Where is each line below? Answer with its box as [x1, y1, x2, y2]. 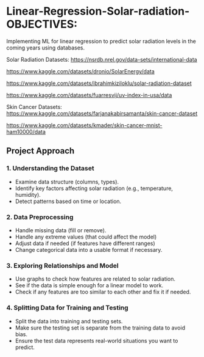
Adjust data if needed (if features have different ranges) [15, 240, 155, 247]
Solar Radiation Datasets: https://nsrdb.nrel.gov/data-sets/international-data [6, 56, 197, 63]
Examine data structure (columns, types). [15, 178, 119, 185]
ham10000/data [6, 128, 46, 135]
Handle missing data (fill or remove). [15, 226, 107, 234]
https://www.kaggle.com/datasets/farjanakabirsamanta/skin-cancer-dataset [6, 109, 198, 117]
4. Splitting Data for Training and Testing [6, 304, 129, 312]
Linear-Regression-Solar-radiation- [6, 4, 190, 18]
